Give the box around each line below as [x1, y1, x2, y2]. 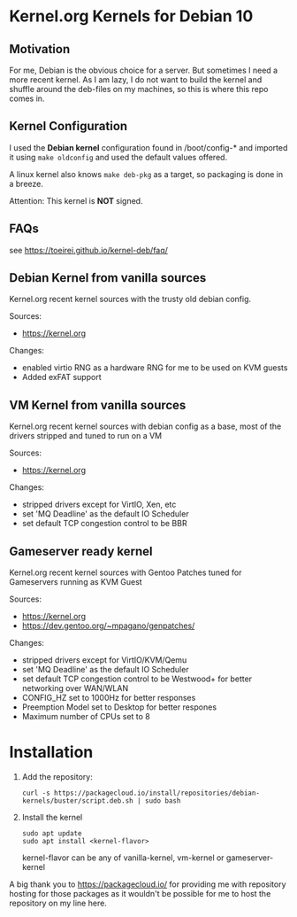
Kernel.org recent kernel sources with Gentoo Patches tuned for [9, 567, 242, 578]
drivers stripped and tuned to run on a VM [9, 431, 162, 441]
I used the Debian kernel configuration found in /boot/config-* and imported [9, 142, 288, 152]
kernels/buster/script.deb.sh [21, 797, 134, 805]
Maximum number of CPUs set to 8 [21, 711, 150, 722]
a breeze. [9, 178, 44, 189]
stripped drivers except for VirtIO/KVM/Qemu [21, 655, 187, 665]
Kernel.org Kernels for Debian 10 [9, 6, 254, 27]
